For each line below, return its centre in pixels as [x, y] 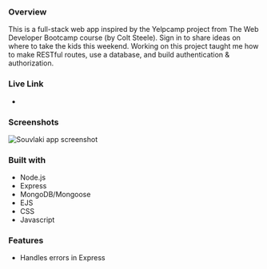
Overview [28, 12]
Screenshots [34, 122]
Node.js [33, 177]
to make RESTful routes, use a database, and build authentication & [119, 55]
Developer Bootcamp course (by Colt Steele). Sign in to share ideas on [125, 38]
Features [26, 240]
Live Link [26, 84]
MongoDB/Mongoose [55, 195]
